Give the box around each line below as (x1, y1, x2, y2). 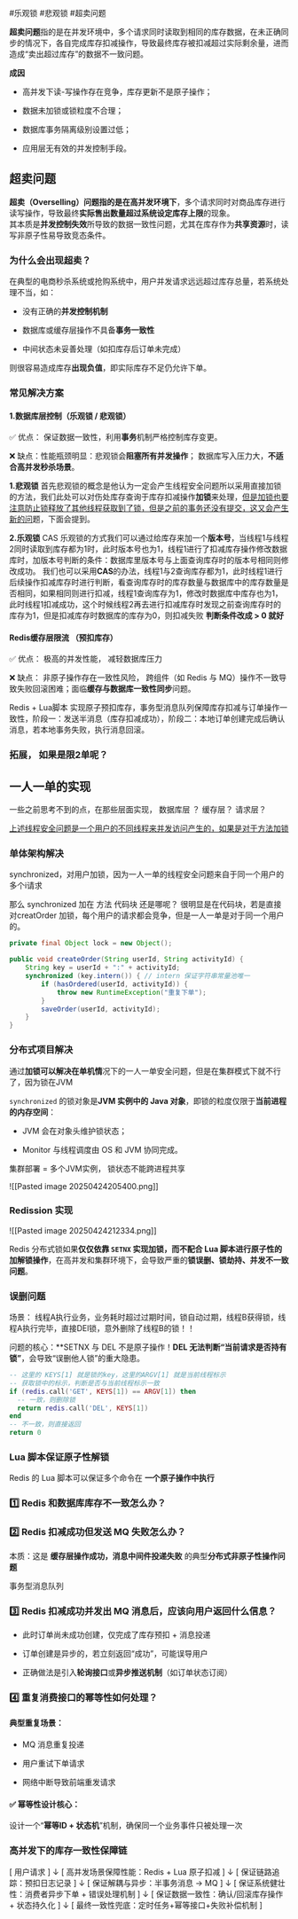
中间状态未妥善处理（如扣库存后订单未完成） (21, 344, 186, 355)
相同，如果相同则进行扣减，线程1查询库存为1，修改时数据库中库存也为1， (16, 588, 284, 599)
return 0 (9, 1429, 42, 1437)
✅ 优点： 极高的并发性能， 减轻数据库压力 (9, 654, 162, 664)
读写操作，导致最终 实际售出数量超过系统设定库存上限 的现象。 (9, 208, 235, 218)
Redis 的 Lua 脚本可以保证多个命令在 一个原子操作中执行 (9, 1473, 216, 1484)
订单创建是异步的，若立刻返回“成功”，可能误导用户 (21, 1648, 208, 1658)
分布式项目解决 (9, 1044, 74, 1056)
